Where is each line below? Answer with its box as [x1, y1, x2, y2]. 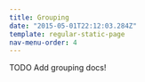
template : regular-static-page [9, 29, 125, 38]
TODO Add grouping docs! [9, 62, 107, 73]
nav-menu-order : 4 [9, 37, 77, 47]
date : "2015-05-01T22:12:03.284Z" [9, 21, 138, 30]
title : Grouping [9, 12, 69, 22]
